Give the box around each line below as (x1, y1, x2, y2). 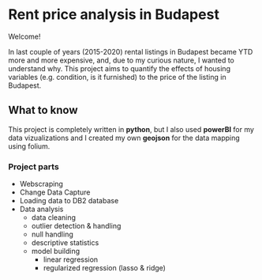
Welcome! (8, 32, 41, 41)
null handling (31, 229, 73, 239)
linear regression (43, 255, 99, 264)
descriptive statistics (31, 238, 99, 248)
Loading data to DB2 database (19, 196, 119, 206)
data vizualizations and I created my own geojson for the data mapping (8, 133, 241, 142)
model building (31, 247, 80, 256)
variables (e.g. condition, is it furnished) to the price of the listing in (8, 72, 226, 81)
